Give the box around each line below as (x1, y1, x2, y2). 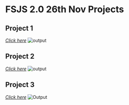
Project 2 (5, 52, 35, 61)
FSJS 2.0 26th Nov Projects (5, 4, 124, 15)
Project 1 (5, 24, 33, 33)
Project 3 (5, 81, 35, 89)
